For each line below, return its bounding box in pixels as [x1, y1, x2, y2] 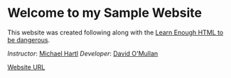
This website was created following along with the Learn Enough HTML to [7, 28, 224, 37]
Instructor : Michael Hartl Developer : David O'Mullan [7, 49, 159, 58]
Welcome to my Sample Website [7, 5, 203, 21]
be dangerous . [7, 35, 50, 44]
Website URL [7, 63, 45, 71]
